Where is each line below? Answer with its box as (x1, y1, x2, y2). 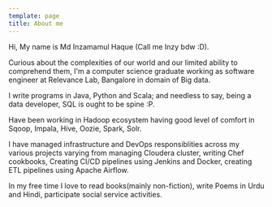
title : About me (8, 19, 63, 28)
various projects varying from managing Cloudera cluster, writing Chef (8, 148, 244, 157)
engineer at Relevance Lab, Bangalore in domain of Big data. (8, 75, 211, 84)
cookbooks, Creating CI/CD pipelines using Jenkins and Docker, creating (8, 156, 253, 166)
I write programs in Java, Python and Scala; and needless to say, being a (8, 90, 252, 100)
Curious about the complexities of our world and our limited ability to (8, 58, 238, 67)
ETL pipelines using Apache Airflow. (8, 165, 129, 175)
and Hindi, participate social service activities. (8, 189, 162, 199)
